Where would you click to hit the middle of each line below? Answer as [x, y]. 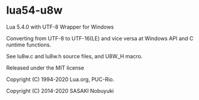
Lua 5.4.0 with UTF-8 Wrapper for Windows [60, 27]
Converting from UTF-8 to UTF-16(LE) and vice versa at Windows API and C [100, 38]
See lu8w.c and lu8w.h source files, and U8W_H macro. [74, 56]
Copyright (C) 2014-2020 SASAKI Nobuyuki [60, 90]
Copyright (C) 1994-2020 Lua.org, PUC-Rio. [60, 79]
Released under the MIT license [45, 68]
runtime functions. [29, 45]
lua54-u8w [34, 10]
